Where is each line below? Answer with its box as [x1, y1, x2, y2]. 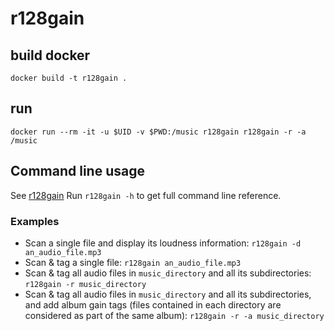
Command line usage [10, 163, 145, 180]
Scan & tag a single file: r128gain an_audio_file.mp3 [24, 256, 242, 268]
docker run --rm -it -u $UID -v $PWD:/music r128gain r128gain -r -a [10, 127, 307, 137]
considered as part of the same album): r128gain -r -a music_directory [24, 309, 325, 321]
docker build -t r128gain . [10, 73, 128, 83]
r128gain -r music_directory [24, 279, 147, 289]
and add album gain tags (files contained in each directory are [24, 298, 282, 311]
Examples [10, 214, 60, 228]
